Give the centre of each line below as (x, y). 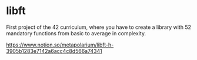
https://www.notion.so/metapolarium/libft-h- (60, 45)
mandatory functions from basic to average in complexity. (76, 33)
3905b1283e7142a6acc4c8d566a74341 (54, 51)
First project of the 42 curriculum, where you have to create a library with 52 (99, 27)
